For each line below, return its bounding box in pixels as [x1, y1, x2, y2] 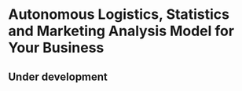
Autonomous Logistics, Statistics [8, 5, 230, 24]
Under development [8, 70, 108, 83]
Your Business [8, 39, 104, 56]
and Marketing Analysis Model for [8, 22, 234, 40]
